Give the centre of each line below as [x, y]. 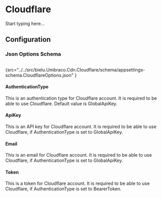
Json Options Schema [33, 54]
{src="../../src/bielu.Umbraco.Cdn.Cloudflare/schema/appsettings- [75, 69]
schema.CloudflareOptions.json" [40, 75]
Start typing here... [25, 23]
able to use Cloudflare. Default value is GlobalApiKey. [61, 104]
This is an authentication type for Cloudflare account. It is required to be [81, 98]
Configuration [28, 40]
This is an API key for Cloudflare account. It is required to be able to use [81, 127]
